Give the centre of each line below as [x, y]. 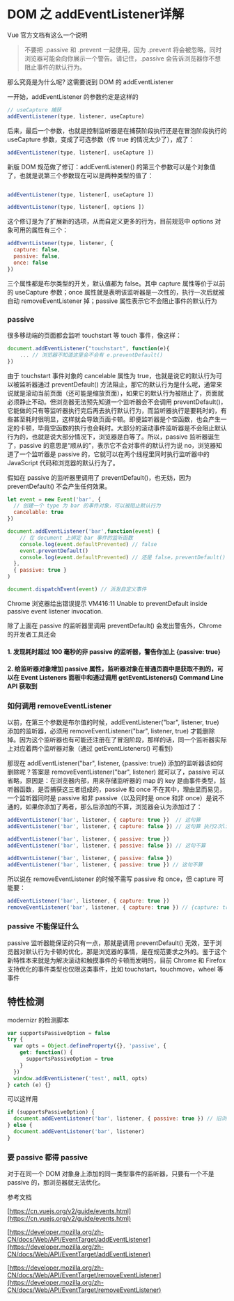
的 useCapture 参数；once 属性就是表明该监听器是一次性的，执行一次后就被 [116, 292]
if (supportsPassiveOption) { [51, 1112]
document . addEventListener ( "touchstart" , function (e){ [88, 348]
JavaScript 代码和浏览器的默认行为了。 [63, 462]
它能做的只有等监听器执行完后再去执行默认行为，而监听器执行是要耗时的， [114, 410]
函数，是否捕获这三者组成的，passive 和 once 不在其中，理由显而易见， [123, 789]
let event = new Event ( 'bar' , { [54, 499]
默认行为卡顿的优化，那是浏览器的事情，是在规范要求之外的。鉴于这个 [126, 951]
